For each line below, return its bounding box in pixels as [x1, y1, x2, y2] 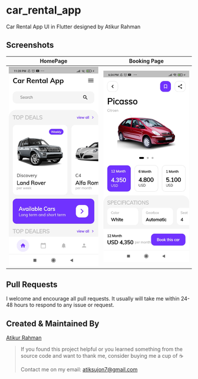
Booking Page [128, 57, 164, 65]
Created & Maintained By [6, 318, 100, 328]
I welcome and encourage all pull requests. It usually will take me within [6, 295, 180, 302]
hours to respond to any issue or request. [14, 302, 115, 309]
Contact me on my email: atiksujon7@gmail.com [20, 365, 138, 373]
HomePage [39, 57, 68, 65]
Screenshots [6, 40, 54, 50]
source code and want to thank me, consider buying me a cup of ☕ [20, 352, 184, 359]
